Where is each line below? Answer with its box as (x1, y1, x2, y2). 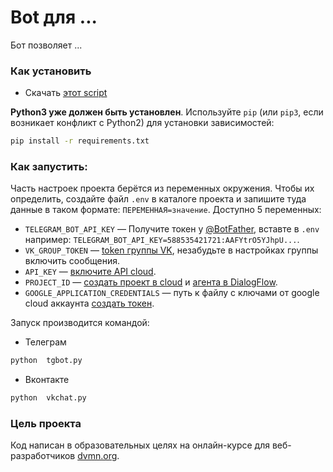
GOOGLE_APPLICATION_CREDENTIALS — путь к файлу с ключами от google (24, 287, 320, 299)
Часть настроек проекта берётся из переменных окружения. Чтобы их (10, 182, 315, 195)
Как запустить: (10, 160, 88, 174)
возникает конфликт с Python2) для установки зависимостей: (10, 117, 275, 129)
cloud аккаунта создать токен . (24, 297, 155, 310)
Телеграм (24, 336, 67, 348)
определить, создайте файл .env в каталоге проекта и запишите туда (10, 193, 307, 205)
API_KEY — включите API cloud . (24, 266, 157, 278)
